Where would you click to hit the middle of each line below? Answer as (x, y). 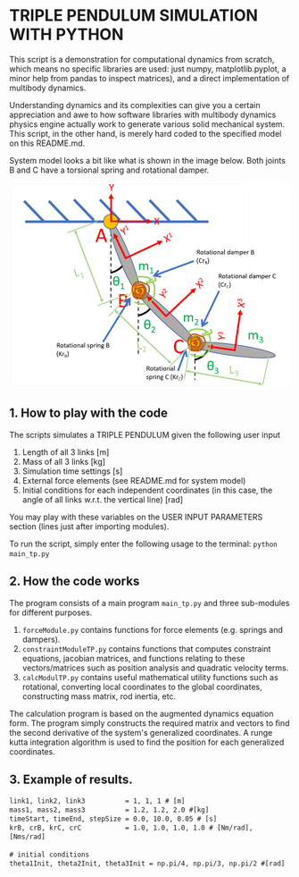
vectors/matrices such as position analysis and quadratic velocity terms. (155, 668)
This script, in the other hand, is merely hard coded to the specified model (145, 133)
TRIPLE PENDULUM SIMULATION (134, 16)
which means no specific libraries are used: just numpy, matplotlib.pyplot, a (148, 69)
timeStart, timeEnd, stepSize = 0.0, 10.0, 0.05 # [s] (113, 819)
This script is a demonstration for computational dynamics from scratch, (142, 59)
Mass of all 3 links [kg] (63, 461)
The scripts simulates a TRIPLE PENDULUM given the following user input (145, 434)
